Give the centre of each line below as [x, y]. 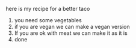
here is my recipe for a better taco [48, 9]
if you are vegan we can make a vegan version [72, 27]
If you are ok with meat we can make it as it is [71, 33]
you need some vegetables [48, 20]
